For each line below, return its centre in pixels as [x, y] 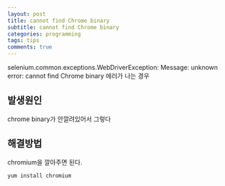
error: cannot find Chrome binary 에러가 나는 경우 [78, 76]
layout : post [27, 14]
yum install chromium [40, 175]
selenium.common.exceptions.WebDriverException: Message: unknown [113, 67]
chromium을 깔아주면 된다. [45, 162]
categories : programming [44, 34]
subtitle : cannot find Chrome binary [63, 27]
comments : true [30, 47]
